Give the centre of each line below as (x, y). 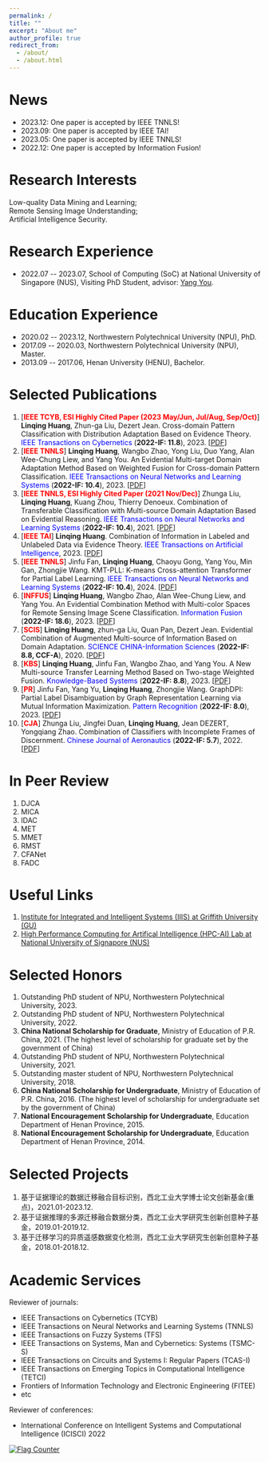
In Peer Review (59, 781)
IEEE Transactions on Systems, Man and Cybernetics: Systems (124, 1344)
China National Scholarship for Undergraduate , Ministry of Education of (140, 1090)
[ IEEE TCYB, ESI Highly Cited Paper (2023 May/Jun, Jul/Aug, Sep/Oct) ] (140, 416)
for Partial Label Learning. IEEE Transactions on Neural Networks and (134, 578)
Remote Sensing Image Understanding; (73, 211)
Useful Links (51, 895)
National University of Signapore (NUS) (85, 942)
